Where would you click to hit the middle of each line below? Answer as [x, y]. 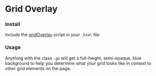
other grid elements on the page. [38, 68]
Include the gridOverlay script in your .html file [52, 35]
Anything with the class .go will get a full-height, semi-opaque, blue [73, 58]
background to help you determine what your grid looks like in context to [78, 63]
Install [13, 24]
